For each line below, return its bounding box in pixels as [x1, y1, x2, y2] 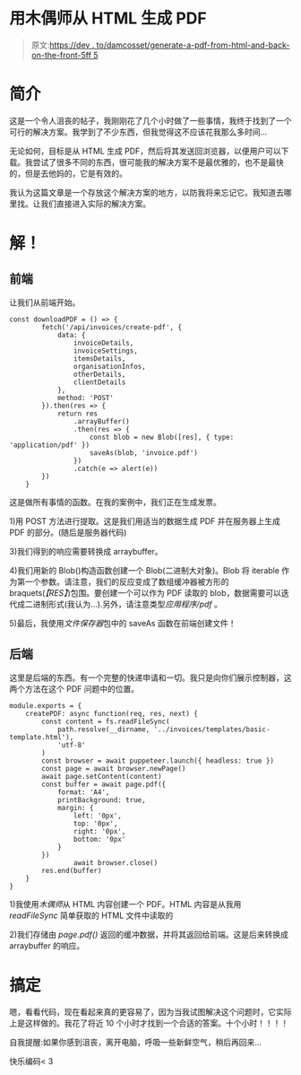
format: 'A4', [56, 787, 110, 797]
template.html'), [9, 732, 74, 741]
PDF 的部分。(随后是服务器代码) [9, 527, 127, 537]
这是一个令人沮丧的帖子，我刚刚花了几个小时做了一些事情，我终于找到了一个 [9, 115, 292, 126]
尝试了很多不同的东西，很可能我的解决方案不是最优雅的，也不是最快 [32, 156, 284, 167]
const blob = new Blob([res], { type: [89, 433, 235, 441]
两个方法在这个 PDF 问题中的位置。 [9, 683, 140, 694]
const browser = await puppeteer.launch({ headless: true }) [41, 756, 275, 765]
